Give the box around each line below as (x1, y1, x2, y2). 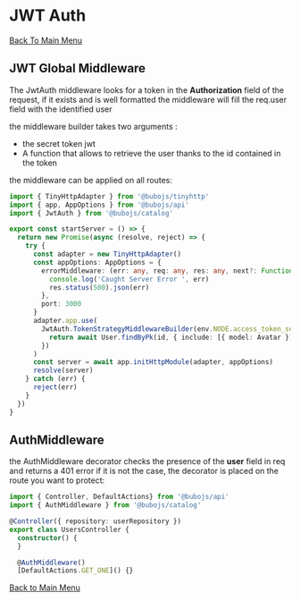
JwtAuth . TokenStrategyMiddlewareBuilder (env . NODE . (41, 324, 234, 334)
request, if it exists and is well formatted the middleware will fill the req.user (9, 94, 287, 105)
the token (21, 157, 58, 168)
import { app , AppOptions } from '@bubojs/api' (9, 200, 190, 209)
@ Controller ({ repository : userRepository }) (9, 517, 181, 526)
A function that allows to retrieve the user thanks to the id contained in (21, 148, 281, 158)
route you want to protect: (9, 475, 105, 486)
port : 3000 (41, 300, 82, 309)
